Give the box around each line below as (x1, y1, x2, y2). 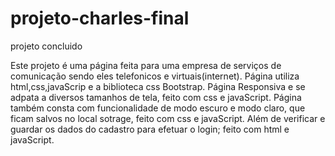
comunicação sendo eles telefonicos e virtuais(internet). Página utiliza (10, 70, 300, 82)
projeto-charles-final (10, 7, 190, 30)
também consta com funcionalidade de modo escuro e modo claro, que (10, 102, 306, 114)
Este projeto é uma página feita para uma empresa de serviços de (10, 59, 282, 71)
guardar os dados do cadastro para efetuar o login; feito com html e (10, 123, 290, 135)
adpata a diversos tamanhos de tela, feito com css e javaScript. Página (10, 91, 302, 103)
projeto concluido (10, 40, 83, 52)
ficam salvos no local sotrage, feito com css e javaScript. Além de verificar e (10, 112, 326, 124)
